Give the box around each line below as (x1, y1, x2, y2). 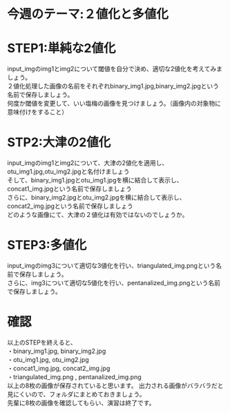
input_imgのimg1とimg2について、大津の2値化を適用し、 (7, 159, 169, 167)
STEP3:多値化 (7, 238, 87, 253)
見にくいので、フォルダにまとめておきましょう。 (7, 390, 146, 398)
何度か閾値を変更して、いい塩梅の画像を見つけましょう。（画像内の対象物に (7, 99, 222, 108)
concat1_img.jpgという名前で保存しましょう (7, 184, 133, 193)
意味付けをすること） (7, 108, 68, 116)
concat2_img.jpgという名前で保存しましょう (7, 202, 133, 211)
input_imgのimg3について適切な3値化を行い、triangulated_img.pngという (7, 262, 216, 269)
